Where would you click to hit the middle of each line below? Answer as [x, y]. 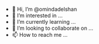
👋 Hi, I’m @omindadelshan [44, 9]
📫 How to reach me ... [40, 35]
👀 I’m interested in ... [37, 15]
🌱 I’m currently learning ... [44, 22]
